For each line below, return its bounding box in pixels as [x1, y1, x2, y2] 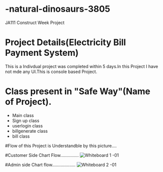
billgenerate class [12, 128, 48, 134]
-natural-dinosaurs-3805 [5, 3, 111, 15]
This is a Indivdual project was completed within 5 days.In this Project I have [5, 63, 159, 69]
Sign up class [12, 118, 40, 123]
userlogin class [12, 123, 43, 128]
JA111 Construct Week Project [5, 20, 65, 25]
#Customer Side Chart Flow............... [5, 152, 79, 158]
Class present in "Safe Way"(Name [5, 86, 150, 97]
